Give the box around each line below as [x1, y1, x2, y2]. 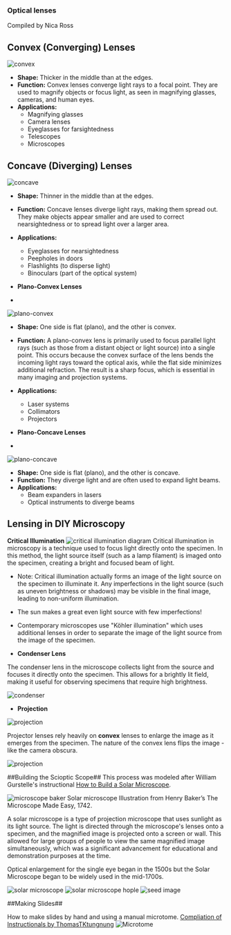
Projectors [27, 414, 57, 423]
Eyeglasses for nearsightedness [27, 246, 119, 255]
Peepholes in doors [27, 254, 83, 262]
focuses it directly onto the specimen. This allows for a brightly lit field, [7, 670, 209, 678]
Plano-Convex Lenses [17, 282, 82, 290]
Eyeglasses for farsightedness [27, 125, 114, 133]
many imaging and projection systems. [17, 373, 128, 381]
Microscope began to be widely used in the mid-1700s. [7, 872, 164, 880]
